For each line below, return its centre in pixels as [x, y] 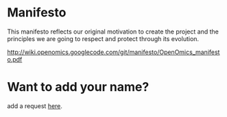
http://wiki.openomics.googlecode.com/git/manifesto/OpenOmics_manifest [113, 52]
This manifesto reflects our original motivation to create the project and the [113, 31]
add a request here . [35, 106]
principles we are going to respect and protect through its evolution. [103, 38]
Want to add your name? [78, 87]
